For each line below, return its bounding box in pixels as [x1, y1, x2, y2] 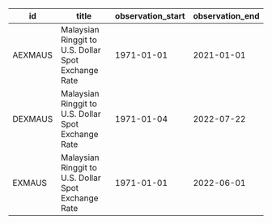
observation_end [193, 11, 260, 21]
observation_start [114, 11, 185, 21]
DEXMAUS [12, 114, 53, 124]
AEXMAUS [12, 50, 53, 60]
